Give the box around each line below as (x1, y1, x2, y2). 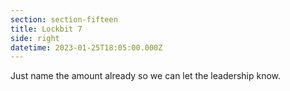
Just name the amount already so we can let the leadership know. (10, 70, 282, 82)
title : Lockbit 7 (10, 24, 83, 34)
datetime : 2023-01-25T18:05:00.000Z (10, 42, 163, 53)
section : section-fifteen (10, 14, 118, 25)
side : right (10, 33, 60, 43)
